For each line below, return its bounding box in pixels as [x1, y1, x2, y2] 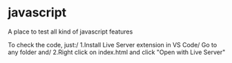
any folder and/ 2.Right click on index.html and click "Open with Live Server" [8, 48, 226, 56]
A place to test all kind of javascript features [8, 27, 133, 36]
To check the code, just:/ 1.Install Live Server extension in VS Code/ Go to [8, 40, 217, 49]
